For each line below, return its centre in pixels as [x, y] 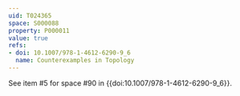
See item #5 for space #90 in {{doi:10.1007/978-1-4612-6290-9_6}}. [120, 83]
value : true [28, 38]
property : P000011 [39, 30]
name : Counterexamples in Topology [75, 61]
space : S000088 [34, 23]
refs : [17, 46]
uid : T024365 [30, 16]
